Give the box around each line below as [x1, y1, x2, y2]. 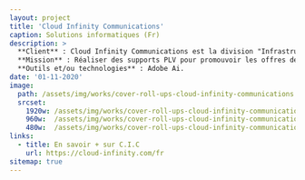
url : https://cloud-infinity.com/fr [25, 148, 165, 157]
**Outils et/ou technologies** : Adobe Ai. [17, 65, 184, 74]
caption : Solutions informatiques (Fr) [9, 30, 161, 39]
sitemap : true [9, 156, 64, 166]
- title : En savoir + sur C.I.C [17, 140, 141, 149]
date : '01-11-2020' [9, 73, 84, 82]
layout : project [9, 13, 71, 23]
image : [9, 81, 34, 90]
